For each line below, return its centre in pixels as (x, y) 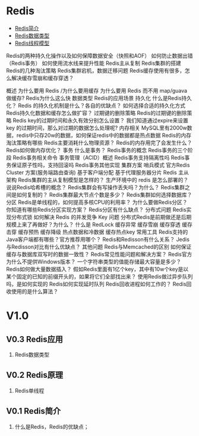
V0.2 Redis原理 (35, 375)
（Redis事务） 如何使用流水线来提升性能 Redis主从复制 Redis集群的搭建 (94, 63)
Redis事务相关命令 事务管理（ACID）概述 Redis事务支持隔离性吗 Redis (99, 157)
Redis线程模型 (32, 43)
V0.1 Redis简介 (34, 411)
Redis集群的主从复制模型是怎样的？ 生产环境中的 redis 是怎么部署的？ (103, 180)
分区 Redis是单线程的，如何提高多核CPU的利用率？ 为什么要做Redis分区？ (97, 202)
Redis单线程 (29, 390)
